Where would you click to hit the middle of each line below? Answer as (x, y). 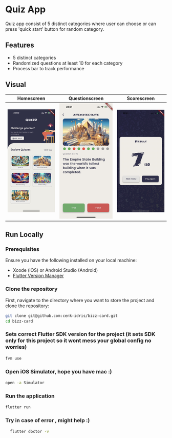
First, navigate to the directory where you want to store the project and (80, 300)
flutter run (18, 407)
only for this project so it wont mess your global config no (78, 341)
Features (20, 45)
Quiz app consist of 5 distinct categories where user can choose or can (81, 24)
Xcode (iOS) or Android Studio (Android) (55, 270)
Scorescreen (141, 98)
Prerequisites (22, 249)
